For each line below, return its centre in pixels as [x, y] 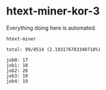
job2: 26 [17, 71]
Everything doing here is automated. [51, 28]
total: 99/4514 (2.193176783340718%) [54, 50]
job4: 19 [17, 81]
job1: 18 [17, 65]
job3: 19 [17, 76]
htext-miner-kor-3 [53, 11]
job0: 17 [17, 60]
